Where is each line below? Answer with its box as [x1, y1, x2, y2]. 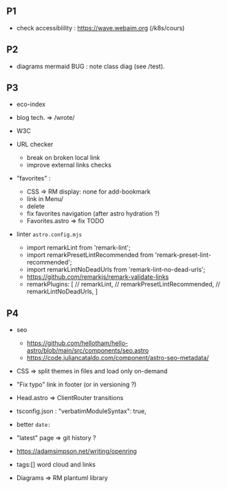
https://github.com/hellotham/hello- [26, 339, 129, 347]
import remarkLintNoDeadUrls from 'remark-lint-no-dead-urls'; [26, 265, 206, 274]
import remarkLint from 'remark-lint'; [26, 244, 131, 252]
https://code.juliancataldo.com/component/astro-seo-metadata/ [26, 354, 209, 362]
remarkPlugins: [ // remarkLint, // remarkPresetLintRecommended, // [26, 280, 221, 289]
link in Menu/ [26, 195, 63, 203]
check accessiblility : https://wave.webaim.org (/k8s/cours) [16, 23, 185, 32]
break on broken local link [26, 154, 100, 162]
